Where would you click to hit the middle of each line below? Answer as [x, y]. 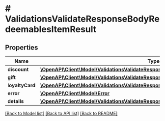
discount [18, 69]
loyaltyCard [22, 85]
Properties [22, 47]
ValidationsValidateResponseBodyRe [82, 19]
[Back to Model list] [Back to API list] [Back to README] [61, 113]
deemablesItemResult [51, 29]
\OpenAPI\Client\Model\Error [75, 93]
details [16, 101]
